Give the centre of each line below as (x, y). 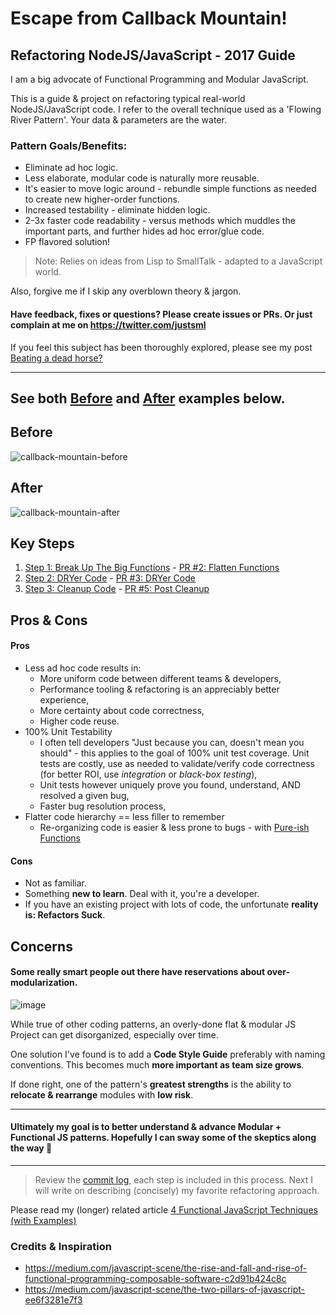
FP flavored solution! (67, 242)
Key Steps (42, 543)
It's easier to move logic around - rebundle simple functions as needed (170, 189)
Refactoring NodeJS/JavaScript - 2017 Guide (153, 55)
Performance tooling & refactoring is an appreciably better (159, 689)
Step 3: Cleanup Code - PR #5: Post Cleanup (117, 589)
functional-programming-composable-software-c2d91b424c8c (155, 1279)
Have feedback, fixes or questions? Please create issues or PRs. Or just (161, 314)
